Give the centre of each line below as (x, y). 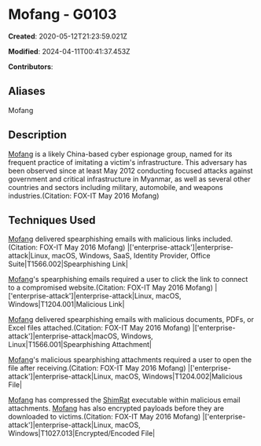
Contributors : (31, 66)
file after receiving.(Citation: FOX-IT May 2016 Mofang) (97, 368)
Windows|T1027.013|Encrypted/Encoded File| (82, 433)
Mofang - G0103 (62, 15)
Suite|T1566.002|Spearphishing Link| (68, 264)
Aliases (27, 91)
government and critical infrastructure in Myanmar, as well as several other (130, 179)
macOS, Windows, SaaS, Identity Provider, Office (131, 256)
